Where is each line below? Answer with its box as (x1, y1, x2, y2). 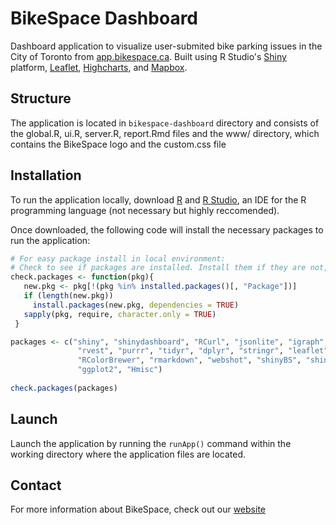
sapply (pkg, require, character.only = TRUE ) (23, 309, 217, 319)
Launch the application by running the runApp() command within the (10, 437, 292, 449)
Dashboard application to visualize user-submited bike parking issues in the (10, 40, 323, 52)
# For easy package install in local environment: (10, 253, 226, 264)
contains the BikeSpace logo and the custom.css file (10, 138, 227, 150)
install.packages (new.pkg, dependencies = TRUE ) (32, 300, 240, 310)
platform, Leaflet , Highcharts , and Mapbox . (10, 61, 188, 73)
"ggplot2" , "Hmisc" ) (77, 365, 163, 375)
